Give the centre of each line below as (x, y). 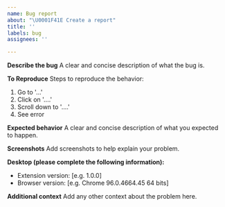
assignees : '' (28, 40)
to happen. (22, 135)
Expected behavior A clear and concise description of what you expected (113, 128)
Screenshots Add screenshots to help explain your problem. (93, 149)
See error (31, 115)
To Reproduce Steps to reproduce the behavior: (75, 79)
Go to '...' (30, 92)
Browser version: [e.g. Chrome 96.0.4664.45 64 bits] (93, 183)
